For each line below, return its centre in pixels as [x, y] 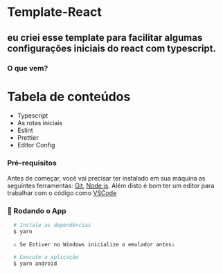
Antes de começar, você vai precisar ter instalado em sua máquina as [106, 178]
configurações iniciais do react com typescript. [112, 48]
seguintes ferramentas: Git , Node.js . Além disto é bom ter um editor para [111, 185]
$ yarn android [35, 264]
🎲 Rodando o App [37, 210]
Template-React [54, 12]
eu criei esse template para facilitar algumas [105, 38]
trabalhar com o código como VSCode [62, 193]
